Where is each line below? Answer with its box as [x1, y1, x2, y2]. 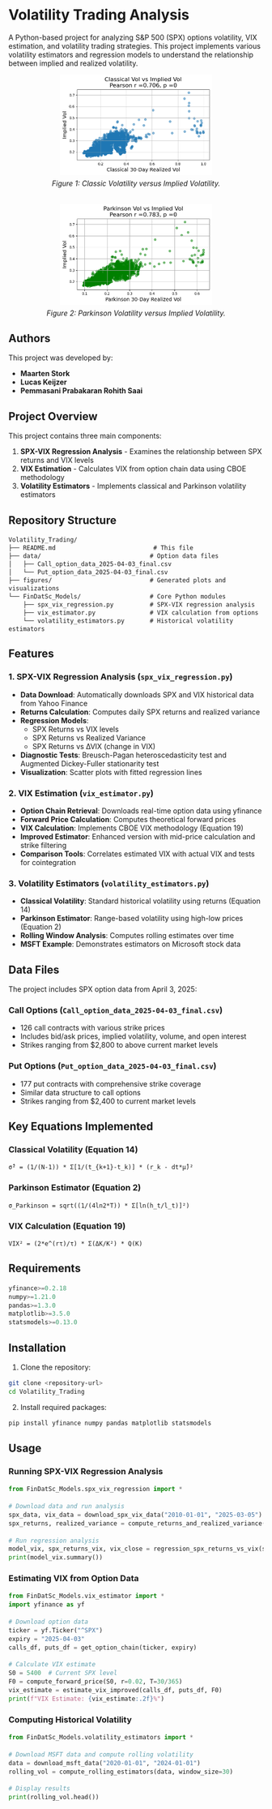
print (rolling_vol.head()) [8, 1794, 100, 1802]
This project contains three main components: [8, 431, 162, 441]
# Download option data [8, 1618, 89, 1627]
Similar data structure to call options [19, 1087, 142, 1097]
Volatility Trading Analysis [8, 6, 190, 24]
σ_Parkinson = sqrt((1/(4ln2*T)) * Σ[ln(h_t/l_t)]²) [8, 1202, 190, 1210]
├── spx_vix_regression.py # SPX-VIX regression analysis [23, 600, 255, 609]
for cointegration [19, 857, 77, 867]
